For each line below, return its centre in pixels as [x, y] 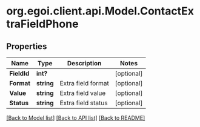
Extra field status [84, 103]
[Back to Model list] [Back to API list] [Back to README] [76, 118]
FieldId [19, 73]
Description [84, 63]
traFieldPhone [42, 24]
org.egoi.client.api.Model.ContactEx [100, 11]
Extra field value [83, 93]
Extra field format [84, 83]
